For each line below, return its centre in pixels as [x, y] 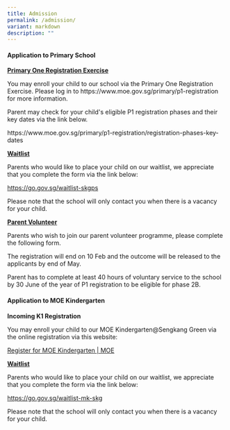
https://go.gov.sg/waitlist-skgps [53, 188]
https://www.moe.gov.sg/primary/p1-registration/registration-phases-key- [113, 133]
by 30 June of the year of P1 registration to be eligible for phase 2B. [104, 284]
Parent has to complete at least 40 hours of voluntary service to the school [114, 277]
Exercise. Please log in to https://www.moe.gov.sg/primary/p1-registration [113, 92]
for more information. [38, 98]
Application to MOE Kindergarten [56, 301]
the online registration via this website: [63, 336]
